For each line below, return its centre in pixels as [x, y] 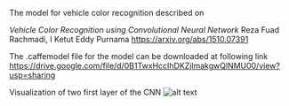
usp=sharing [32, 75]
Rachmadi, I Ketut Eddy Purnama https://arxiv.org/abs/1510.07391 [129, 39]
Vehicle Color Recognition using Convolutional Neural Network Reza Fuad [144, 30]
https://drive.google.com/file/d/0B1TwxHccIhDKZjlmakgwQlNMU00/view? [144, 66]
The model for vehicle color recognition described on [107, 13]
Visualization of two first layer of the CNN [85, 92]
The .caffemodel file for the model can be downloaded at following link [139, 56]
